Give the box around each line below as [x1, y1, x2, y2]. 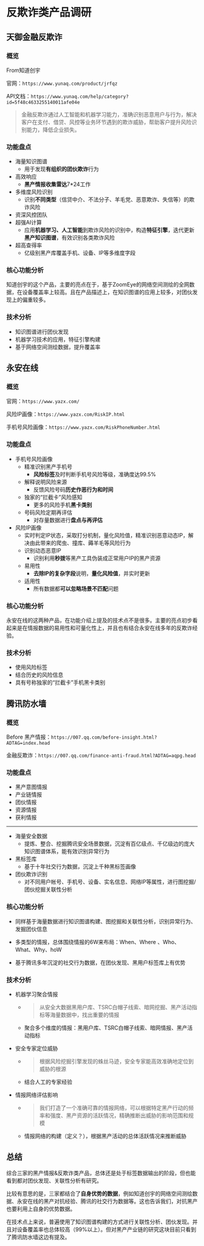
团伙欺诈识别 [15, 870, 47, 878]
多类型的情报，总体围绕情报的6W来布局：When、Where [15, 938, 157, 945]
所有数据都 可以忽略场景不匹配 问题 [33, 585, 119, 592]
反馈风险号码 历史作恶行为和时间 [33, 485, 114, 493]
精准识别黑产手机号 [24, 463, 73, 470]
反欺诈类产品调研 [6, 5, 92, 20]
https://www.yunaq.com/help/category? [30, 93, 129, 99]
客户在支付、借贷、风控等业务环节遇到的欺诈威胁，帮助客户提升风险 [21, 118, 192, 126]
